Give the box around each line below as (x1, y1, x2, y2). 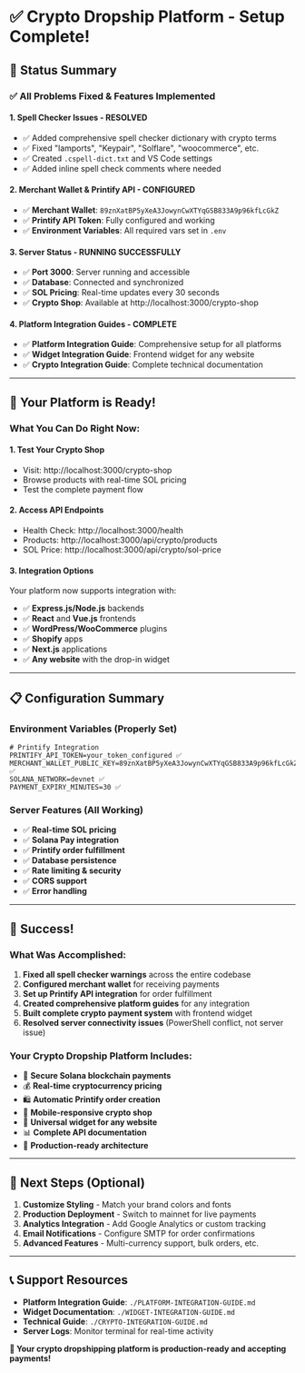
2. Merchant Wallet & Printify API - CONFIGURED (9, 184, 196, 195)
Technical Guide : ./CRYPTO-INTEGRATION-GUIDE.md (22, 1316, 209, 1327)
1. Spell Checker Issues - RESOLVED (9, 112, 148, 124)
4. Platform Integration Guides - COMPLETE (9, 318, 177, 329)
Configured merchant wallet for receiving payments (22, 979, 220, 990)
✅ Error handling (22, 886, 88, 897)
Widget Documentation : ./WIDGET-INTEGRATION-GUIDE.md (22, 1306, 236, 1317)
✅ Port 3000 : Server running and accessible (22, 266, 191, 278)
